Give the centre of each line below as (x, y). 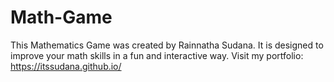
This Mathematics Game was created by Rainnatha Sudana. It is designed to (167, 45)
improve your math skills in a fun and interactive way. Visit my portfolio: (157, 55)
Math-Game (61, 17)
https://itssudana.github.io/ (66, 66)
